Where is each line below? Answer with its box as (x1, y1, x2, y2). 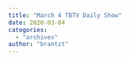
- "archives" (15, 33, 59, 41)
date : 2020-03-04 (8, 19, 66, 26)
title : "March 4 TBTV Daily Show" (8, 11, 123, 19)
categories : (8, 26, 47, 34)
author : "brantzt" (8, 41, 69, 48)
